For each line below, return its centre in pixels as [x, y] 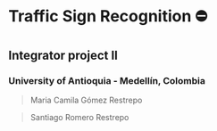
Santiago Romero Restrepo [79, 117]
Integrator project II [63, 55]
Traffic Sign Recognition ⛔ [108, 16]
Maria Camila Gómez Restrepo [86, 100]
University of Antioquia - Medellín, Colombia [107, 80]
